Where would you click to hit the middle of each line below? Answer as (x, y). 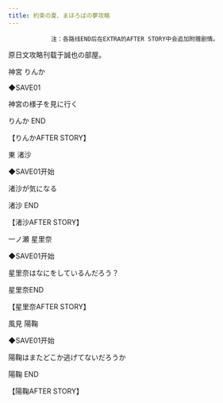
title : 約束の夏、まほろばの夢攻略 (59, 15)
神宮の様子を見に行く (43, 103)
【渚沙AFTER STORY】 (46, 222)
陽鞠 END (24, 374)
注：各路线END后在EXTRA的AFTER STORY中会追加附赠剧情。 (135, 39)
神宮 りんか (27, 72)
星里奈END (26, 289)
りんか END (27, 121)
